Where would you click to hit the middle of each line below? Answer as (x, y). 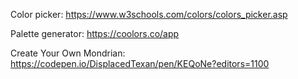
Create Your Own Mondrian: (68, 53)
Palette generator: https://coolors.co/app (95, 33)
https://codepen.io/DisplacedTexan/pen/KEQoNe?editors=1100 (140, 63)
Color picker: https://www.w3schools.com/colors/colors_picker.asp (149, 14)
